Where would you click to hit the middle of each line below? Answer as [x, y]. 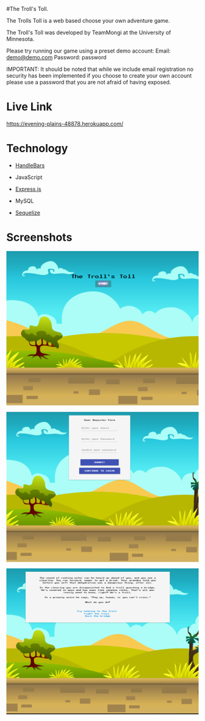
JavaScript [29, 177]
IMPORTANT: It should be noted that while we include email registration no [100, 69]
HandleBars [30, 165]
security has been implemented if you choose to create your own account [99, 75]
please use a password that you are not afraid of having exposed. [89, 82]
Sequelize [28, 213]
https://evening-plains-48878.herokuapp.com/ [65, 123]
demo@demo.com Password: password [56, 57]
